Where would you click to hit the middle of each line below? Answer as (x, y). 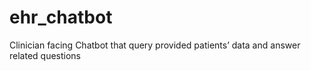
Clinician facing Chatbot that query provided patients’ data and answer (155, 45)
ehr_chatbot (61, 17)
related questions (45, 55)
